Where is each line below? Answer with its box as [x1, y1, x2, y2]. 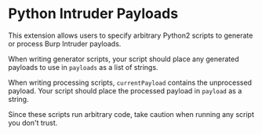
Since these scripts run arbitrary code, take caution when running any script [8, 109, 255, 119]
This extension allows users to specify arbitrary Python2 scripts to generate [8, 31, 253, 40]
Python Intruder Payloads [8, 5, 179, 23]
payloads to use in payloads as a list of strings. [8, 62, 158, 71]
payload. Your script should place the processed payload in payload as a [8, 86, 242, 95]
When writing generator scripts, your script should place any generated [8, 54, 239, 64]
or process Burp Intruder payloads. [8, 38, 122, 48]
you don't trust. [8, 118, 58, 127]
